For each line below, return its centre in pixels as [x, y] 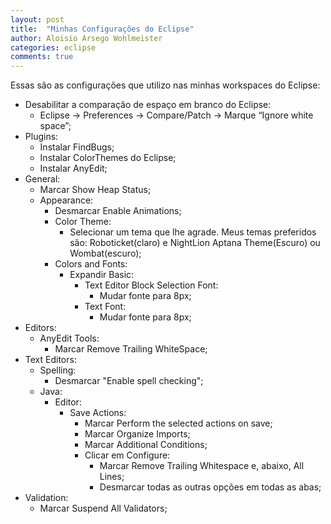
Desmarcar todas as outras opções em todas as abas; [210, 487]
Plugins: [41, 137]
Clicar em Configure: [127, 455]
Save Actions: [98, 413]
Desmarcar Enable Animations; [118, 211]
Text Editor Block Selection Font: [151, 285]
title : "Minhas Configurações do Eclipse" [102, 29]
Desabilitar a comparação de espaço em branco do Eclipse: [148, 105]
